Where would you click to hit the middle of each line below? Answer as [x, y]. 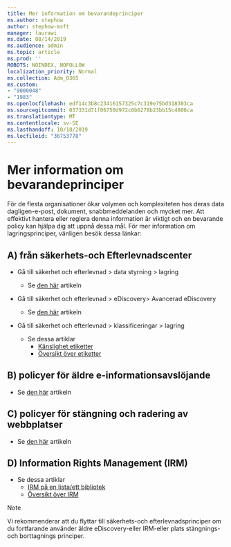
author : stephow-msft [38, 26]
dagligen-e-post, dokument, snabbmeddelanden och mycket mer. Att [106, 211]
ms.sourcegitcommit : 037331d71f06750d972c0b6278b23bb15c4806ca [100, 110]
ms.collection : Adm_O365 [43, 78]
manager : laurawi [32, 33]
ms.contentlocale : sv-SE [43, 123]
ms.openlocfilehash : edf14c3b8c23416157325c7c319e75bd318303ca [100, 104]
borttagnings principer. [52, 536]
